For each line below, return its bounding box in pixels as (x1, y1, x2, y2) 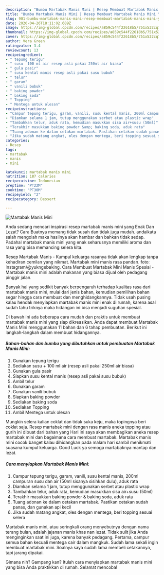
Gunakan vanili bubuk (12, 389, 56, 395)
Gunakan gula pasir (12, 368, 52, 374)
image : (5, 25, 19, 30)
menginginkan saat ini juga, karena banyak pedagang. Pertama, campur (5, 534, 150, 540)
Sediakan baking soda (12, 399, 57, 405)
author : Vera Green (5, 39, 45, 44)
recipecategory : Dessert (5, 196, 56, 202)
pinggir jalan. (5, 274, 32, 280)
